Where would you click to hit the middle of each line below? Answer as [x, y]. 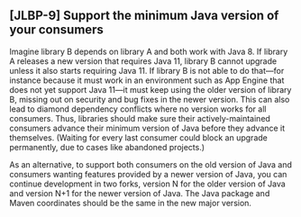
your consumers [56, 30]
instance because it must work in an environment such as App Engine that [147, 80]
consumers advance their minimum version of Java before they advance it [147, 128]
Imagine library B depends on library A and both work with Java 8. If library [149, 51]
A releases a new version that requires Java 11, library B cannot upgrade [143, 61]
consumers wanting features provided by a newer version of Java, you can [148, 174]
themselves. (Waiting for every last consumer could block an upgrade [138, 137]
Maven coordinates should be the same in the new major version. [131, 203]
